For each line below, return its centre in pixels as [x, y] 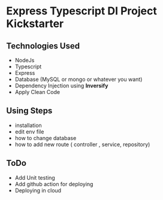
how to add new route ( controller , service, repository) [82, 144]
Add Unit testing [35, 177]
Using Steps [29, 111]
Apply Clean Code [37, 92]
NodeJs [25, 60]
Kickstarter [35, 24]
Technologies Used [43, 46]
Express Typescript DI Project [81, 11]
